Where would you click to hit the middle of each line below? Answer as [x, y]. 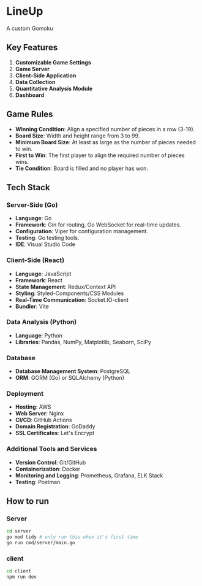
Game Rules [30, 114]
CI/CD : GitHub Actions [43, 420]
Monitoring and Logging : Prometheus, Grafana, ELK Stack [89, 475]
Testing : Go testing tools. [47, 238]
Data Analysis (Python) [42, 322]
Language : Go [33, 218]
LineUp [25, 11]
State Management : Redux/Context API [65, 287]
